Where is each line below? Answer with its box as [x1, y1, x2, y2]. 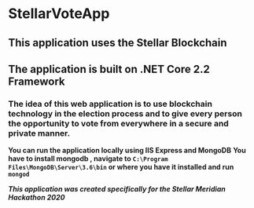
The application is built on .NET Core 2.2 [8, 62, 210, 75]
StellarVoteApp [8, 5, 110, 23]
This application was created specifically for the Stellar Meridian [8, 184, 226, 194]
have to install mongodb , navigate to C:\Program [8, 154, 168, 163]
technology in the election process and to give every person [8, 108, 242, 119]
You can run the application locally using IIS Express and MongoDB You [8, 146, 246, 155]
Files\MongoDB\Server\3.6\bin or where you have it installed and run [8, 162, 234, 172]
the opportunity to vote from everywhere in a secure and [8, 118, 230, 129]
